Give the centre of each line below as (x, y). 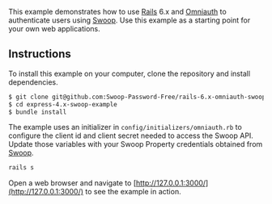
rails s (21, 168)
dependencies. (33, 82)
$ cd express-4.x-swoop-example (63, 104)
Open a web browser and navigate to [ (72, 183)
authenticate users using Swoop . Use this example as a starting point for (130, 20)
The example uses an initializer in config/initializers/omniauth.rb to (125, 127)
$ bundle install (38, 112)
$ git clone (28, 97)
